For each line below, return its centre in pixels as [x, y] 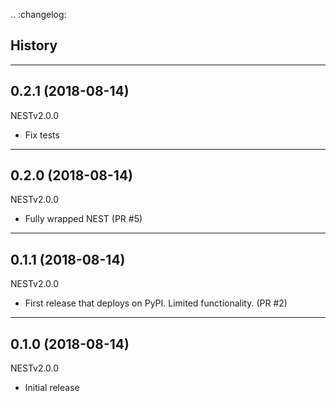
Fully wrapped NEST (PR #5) [83, 219]
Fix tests [42, 135]
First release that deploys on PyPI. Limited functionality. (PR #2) [156, 303]
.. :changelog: [38, 14]
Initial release [52, 388]
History [34, 45]
